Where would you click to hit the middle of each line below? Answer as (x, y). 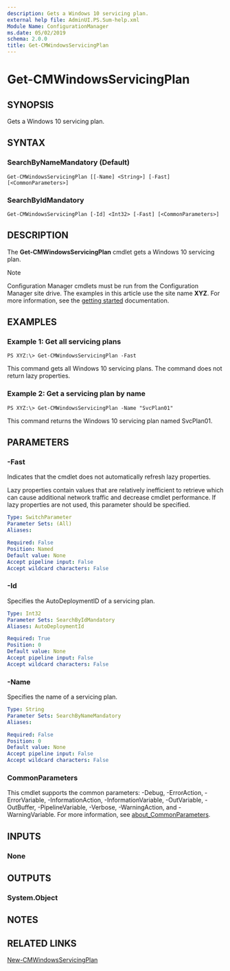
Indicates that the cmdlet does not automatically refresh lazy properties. (109, 477)
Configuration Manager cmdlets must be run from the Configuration (103, 285)
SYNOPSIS (31, 105)
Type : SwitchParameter (39, 517)
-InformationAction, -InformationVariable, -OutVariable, (126, 800)
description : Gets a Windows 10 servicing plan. (78, 13)
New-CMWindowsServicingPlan (53, 960)
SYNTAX (26, 143)
